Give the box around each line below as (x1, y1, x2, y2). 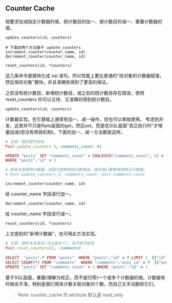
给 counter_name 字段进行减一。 (5, 211, 74, 217)
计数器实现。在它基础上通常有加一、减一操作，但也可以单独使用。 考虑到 (5, 116, 159, 122)
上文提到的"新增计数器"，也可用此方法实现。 (5, 231, 100, 237)
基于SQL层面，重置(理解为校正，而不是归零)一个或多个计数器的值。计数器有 (5, 274, 165, 281)
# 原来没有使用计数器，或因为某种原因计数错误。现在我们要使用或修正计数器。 (5, 167, 147, 172)
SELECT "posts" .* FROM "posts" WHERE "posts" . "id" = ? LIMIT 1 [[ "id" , (5, 255, 168, 260)
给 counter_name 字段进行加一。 (5, 191, 74, 197)
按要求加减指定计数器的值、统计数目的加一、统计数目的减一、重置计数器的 (5, 18, 162, 25)
